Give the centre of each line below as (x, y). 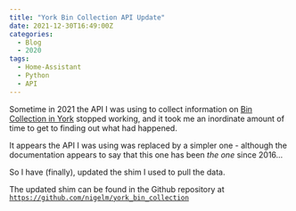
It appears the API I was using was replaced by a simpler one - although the (148, 145)
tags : (19, 59)
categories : (31, 34)
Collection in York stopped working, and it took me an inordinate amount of (147, 118)
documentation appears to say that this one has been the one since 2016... (146, 154)
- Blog (29, 42)
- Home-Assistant (49, 68)
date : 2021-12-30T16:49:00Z (62, 26)
